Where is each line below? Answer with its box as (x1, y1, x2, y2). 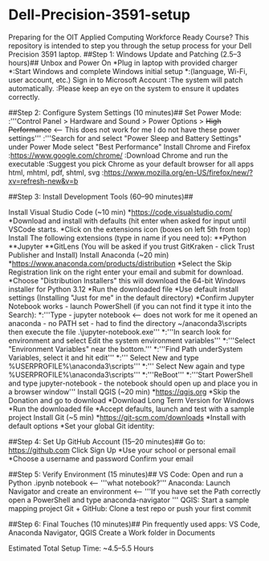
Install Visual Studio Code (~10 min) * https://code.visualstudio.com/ (8, 207, 233, 217)
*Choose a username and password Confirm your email (8, 453, 194, 464)
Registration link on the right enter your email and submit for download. (8, 267, 244, 277)
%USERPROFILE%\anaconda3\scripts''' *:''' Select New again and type (8, 361, 245, 371)
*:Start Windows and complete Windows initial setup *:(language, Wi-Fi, (8, 66, 248, 76)
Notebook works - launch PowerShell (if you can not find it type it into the (8, 301, 252, 311)
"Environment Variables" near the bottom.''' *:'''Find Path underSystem (8, 344, 243, 353)
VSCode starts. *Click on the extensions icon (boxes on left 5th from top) (8, 224, 251, 234)
